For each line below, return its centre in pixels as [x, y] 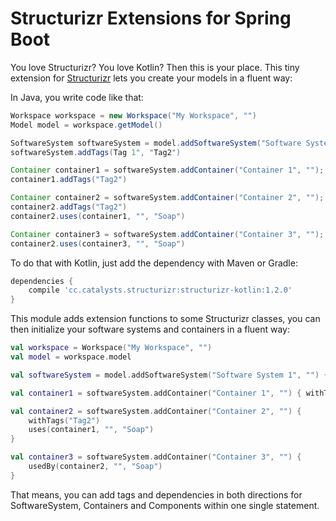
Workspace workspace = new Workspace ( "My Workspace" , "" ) [133, 115]
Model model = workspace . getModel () [86, 125]
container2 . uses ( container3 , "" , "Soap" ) [98, 243]
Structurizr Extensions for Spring [151, 18]
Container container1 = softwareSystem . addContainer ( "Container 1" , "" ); [167, 170]
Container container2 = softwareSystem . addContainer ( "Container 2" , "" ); [167, 198]
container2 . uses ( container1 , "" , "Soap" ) [98, 216]
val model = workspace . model [71, 357]
